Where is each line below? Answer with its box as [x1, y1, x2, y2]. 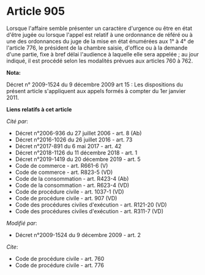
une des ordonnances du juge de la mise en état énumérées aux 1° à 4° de [6, 37, 195, 45]
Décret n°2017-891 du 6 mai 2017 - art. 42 [15, 142, 122, 149]
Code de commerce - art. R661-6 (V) [15, 162, 108, 169]
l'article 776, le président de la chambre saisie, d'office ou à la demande [6, 44, 188, 51]
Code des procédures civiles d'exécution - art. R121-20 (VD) [15, 201, 167, 208]
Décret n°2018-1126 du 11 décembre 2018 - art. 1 [15, 149, 138, 156]
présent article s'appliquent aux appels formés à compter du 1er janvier [6, 87, 186, 94]
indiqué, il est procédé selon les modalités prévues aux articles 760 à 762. [6, 57, 193, 64]
